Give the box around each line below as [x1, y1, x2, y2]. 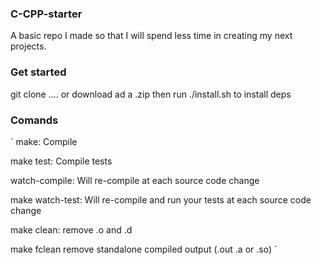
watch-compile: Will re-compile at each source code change [10, 174, 260, 186]
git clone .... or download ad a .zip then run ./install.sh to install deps [10, 88, 292, 100]
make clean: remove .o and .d [10, 223, 133, 236]
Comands [10, 113, 59, 127]
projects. [10, 40, 47, 52]
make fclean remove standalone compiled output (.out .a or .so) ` [10, 243, 278, 255]
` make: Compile [10, 135, 78, 147]
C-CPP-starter [10, 7, 83, 21]
